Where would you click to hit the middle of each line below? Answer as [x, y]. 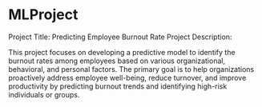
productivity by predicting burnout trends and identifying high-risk [118, 86]
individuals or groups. [44, 94]
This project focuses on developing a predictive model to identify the [122, 52]
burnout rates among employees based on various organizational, [117, 61]
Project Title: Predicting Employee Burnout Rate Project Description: [120, 37]
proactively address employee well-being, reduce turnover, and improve [127, 77]
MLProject [43, 15]
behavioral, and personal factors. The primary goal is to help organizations [131, 69]
